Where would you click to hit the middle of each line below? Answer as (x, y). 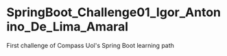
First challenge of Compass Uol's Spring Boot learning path (90, 45)
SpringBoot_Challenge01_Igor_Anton (113, 12)
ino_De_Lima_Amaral (67, 27)
